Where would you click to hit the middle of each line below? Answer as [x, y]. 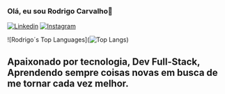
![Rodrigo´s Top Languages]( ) [68, 40]
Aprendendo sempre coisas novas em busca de [113, 72]
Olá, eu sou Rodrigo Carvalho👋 [60, 11]
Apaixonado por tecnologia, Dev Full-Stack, [104, 62]
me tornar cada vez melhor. [68, 83]
